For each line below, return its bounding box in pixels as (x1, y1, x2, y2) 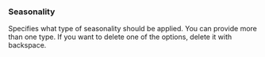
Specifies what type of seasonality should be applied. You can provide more (8, 24, 258, 34)
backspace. (8, 41, 47, 50)
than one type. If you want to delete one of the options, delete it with (8, 32, 232, 41)
